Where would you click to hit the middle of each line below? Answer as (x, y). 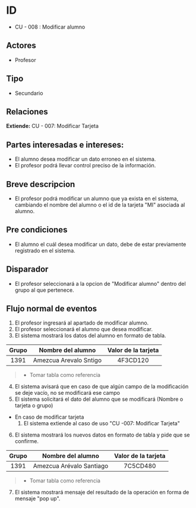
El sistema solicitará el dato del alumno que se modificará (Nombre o (99, 399)
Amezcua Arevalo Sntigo (67, 360)
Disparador (27, 269)
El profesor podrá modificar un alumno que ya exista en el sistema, (97, 198)
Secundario (29, 93)
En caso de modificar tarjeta (49, 417)
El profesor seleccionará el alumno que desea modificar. (84, 329)
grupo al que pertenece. (44, 290)
